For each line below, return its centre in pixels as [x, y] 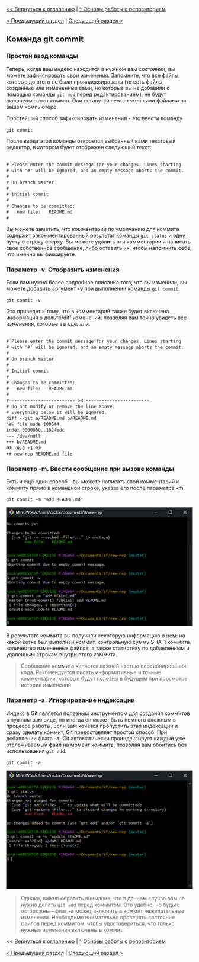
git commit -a [24, 762]
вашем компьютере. [32, 107]
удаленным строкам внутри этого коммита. [62, 655]
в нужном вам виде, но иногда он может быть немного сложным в [91, 719]
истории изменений [46, 685]
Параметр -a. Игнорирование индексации [70, 700]
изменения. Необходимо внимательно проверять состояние [98, 918]
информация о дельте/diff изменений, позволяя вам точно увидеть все [97, 318]
